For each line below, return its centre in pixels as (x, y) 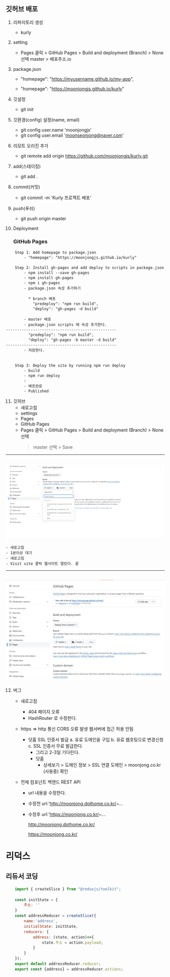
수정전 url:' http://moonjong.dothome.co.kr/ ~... (75, 803)
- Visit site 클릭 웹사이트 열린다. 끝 (42, 564)
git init (27, 109)
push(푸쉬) (24, 208)
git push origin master (43, 218)
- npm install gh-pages (49, 278)
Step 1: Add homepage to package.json (55, 253)
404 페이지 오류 (44, 712)
